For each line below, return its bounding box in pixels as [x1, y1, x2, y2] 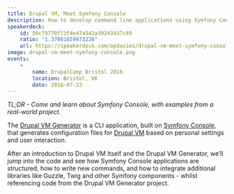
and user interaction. [7, 136, 67, 145]
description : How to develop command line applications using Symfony [7, 17, 217, 24]
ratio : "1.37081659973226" [19, 36, 98, 43]
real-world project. [7, 108, 61, 116]
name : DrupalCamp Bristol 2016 [32, 68, 123, 75]
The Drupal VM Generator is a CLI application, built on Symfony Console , [7, 121, 217, 129]
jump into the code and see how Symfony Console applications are [7, 157, 200, 165]
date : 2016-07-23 [32, 81, 82, 88]
